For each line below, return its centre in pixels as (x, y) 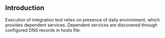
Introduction (25, 8)
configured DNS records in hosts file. (43, 30)
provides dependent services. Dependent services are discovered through (82, 25)
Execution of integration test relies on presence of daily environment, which (82, 19)
